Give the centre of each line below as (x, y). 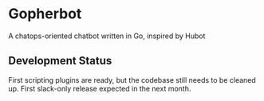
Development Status (60, 61)
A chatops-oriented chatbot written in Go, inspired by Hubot (107, 36)
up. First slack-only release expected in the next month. (100, 88)
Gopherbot (45, 14)
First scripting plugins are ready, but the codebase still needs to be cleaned (132, 80)
